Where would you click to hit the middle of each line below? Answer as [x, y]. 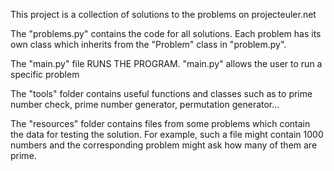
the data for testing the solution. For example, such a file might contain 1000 [167, 134]
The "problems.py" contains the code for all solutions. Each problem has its [166, 33]
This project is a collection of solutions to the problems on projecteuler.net [163, 14]
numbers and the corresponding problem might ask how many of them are [164, 145]
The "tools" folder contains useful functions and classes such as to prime [161, 93]
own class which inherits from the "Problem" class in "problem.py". [148, 44]
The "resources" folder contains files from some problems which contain [160, 123]
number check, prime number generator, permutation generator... [145, 104]
